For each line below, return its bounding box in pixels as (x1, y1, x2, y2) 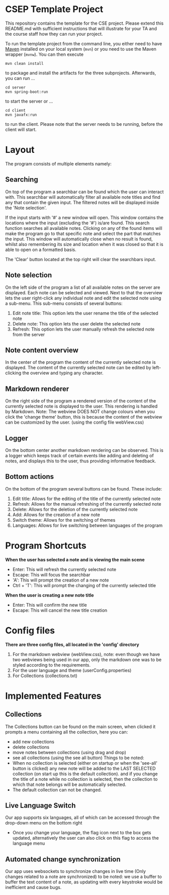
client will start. (5, 126, 37, 132)
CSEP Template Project (5, 4, 104, 15)
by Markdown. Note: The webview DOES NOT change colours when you (5, 409, 155, 415)
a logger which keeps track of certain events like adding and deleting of (5, 452, 154, 458)
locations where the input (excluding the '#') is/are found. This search (5, 220, 150, 226)
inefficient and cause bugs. (5, 884, 62, 890)
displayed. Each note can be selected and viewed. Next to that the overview (5, 289, 162, 295)
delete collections (12, 744, 49, 750)
